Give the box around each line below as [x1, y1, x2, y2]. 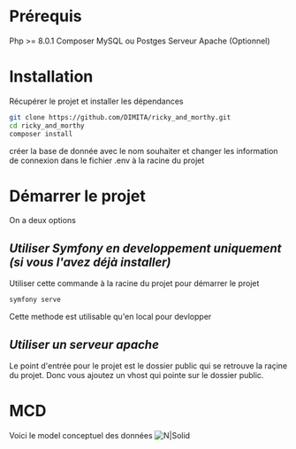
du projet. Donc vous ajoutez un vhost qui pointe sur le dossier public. [9, 369, 264, 380]
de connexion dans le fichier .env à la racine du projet [9, 155, 205, 166]
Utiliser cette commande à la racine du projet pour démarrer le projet [9, 278, 260, 289]
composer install [9, 129, 73, 138]
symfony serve [9, 295, 62, 305]
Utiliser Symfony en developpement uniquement [9, 241, 282, 256]
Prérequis [9, 6, 82, 27]
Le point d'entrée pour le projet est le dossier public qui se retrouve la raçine [9, 360, 288, 371]
